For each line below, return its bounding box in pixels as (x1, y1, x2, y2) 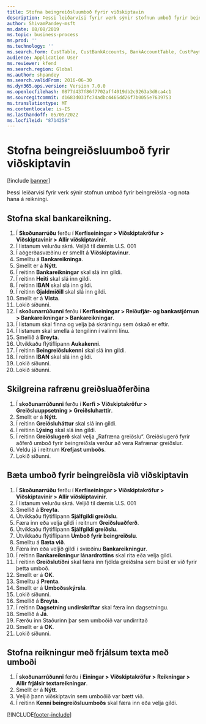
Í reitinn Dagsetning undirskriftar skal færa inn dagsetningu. (15, 603, 169, 611)
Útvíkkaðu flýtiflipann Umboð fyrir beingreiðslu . (15, 532, 138, 539)
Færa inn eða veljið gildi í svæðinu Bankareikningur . (15, 545, 147, 552)
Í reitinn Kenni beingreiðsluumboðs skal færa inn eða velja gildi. (15, 699, 178, 707)
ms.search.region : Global (7, 66, 73, 72)
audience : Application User (7, 55, 79, 61)
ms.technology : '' (7, 44, 54, 50)
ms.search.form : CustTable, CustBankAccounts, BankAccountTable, (7, 49, 177, 55)
